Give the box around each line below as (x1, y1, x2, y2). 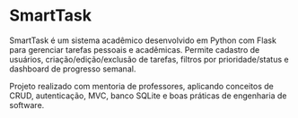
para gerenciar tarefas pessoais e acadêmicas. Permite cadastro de (9, 44, 260, 55)
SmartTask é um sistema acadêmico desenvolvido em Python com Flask (9, 35, 276, 46)
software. (9, 99, 45, 110)
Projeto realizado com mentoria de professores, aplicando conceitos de (9, 80, 274, 91)
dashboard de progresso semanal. (9, 63, 136, 74)
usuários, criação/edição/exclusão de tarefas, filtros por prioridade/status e (9, 54, 289, 64)
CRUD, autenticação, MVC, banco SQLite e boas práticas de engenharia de (9, 90, 287, 101)
